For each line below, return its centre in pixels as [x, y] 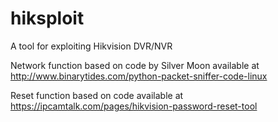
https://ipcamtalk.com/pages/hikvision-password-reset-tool [134, 106]
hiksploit [47, 18]
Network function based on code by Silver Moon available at [135, 65]
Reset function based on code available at [97, 95]
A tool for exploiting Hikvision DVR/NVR [91, 46]
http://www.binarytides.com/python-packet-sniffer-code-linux [139, 76]
